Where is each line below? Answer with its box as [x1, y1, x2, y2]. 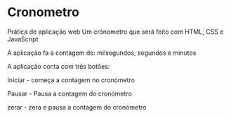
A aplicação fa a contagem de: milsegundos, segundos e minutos [7, 48, 197, 57]
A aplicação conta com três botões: [7, 62, 110, 70]
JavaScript [7, 34, 39, 43]
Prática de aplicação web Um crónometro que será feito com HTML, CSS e [7, 27, 224, 36]
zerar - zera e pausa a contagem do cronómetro [7, 103, 147, 111]
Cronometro [7, 4, 79, 20]
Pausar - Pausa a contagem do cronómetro [7, 89, 132, 98]
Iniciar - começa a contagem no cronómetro [7, 75, 136, 84]
